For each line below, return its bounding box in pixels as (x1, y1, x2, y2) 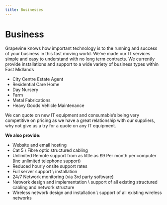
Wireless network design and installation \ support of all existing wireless (12, 190, 162, 196)
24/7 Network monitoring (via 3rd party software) (12, 174, 114, 180)
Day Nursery (12, 87, 39, 93)
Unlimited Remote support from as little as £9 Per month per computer (12, 152, 157, 158)
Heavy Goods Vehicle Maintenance (12, 102, 84, 108)
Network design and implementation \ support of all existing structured (12, 179, 158, 185)
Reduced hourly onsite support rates (12, 163, 88, 169)
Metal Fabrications (12, 97, 51, 103)
